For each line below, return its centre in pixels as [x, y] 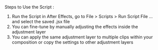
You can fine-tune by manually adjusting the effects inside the [75, 27]
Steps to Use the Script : [30, 7]
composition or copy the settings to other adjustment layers [73, 42]
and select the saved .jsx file [41, 22]
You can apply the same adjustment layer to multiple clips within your [82, 37]
